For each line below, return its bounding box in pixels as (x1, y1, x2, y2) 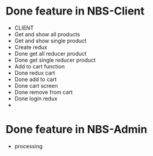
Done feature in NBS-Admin (5, 123, 148, 137)
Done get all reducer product (14, 50, 87, 57)
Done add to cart (14, 76, 57, 83)
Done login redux (14, 95, 58, 102)
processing (14, 142, 43, 149)
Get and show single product (14, 37, 87, 44)
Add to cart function (14, 62, 65, 70)
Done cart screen (14, 82, 58, 89)
